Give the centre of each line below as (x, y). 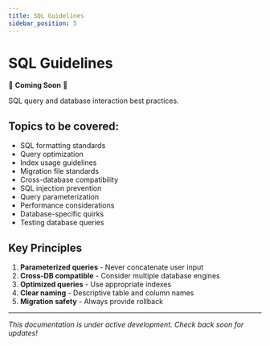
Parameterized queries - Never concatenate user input (112, 267)
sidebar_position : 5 (43, 23)
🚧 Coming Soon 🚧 (38, 85)
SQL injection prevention (61, 188)
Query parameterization (59, 197)
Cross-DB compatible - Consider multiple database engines (120, 276)
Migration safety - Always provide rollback (91, 302)
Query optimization (52, 154)
